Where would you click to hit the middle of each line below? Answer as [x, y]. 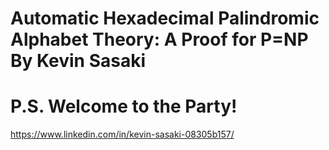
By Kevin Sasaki [78, 61]
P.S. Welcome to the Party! [124, 106]
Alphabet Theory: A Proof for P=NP [159, 39]
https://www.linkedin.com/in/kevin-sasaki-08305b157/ [122, 134]
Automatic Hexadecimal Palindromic [165, 18]
